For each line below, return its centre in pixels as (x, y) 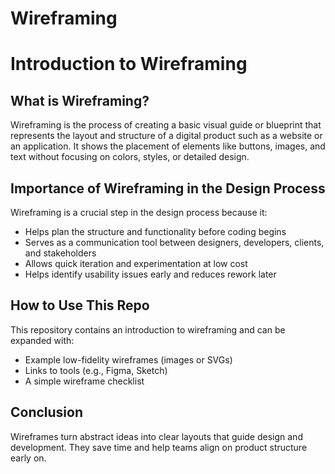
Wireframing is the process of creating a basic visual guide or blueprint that (166, 125)
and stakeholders (60, 253)
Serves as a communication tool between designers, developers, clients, (174, 242)
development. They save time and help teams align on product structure (159, 447)
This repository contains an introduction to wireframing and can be (148, 329)
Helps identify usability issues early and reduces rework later (150, 274)
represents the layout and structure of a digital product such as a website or (166, 136)
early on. (28, 458)
